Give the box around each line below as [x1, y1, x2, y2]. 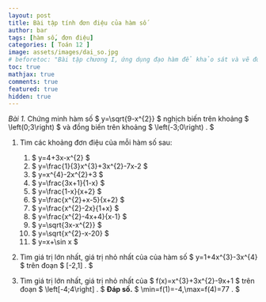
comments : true [8, 77, 59, 85]
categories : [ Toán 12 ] [8, 41, 90, 49]
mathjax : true [8, 70, 55, 78]
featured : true [8, 85, 59, 93]
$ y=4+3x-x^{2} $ [31, 153, 90, 163]
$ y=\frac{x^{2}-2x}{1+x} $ [31, 203, 120, 213]
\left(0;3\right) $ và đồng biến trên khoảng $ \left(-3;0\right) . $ [8, 123, 215, 132]
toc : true [8, 63, 41, 71]
